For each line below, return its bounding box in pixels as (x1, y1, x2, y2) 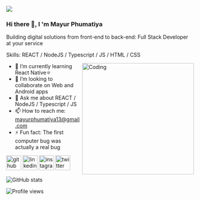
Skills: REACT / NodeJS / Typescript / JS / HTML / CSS (6, 51, 141, 59)
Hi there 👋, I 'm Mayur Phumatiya (6, 20, 103, 28)
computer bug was (14, 137, 61, 145)
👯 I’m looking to (14, 75, 54, 82)
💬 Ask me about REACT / (14, 94, 76, 101)
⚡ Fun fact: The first (14, 129, 64, 136)
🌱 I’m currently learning (14, 63, 73, 70)
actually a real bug (14, 144, 61, 151)
